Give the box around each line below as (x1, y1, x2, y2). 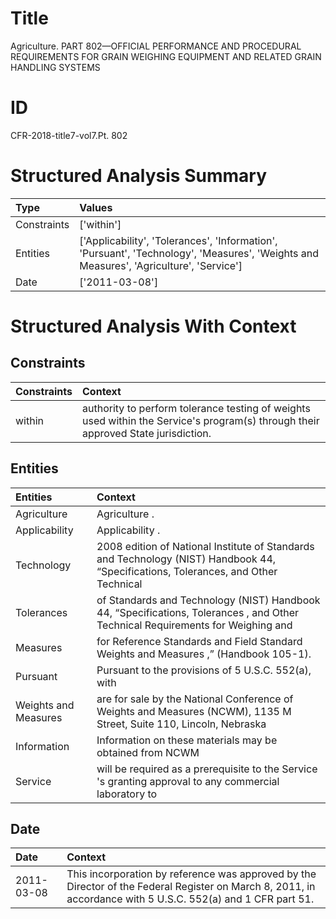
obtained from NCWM (96, 745, 200, 759)
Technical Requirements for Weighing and (96, 618, 293, 632)
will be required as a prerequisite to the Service (96, 762, 318, 776)
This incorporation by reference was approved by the (66, 867, 317, 881)
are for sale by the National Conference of (96, 692, 294, 706)
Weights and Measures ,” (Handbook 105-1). (96, 647, 312, 661)
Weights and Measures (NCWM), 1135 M (96, 704, 292, 718)
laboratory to (96, 787, 158, 801)
